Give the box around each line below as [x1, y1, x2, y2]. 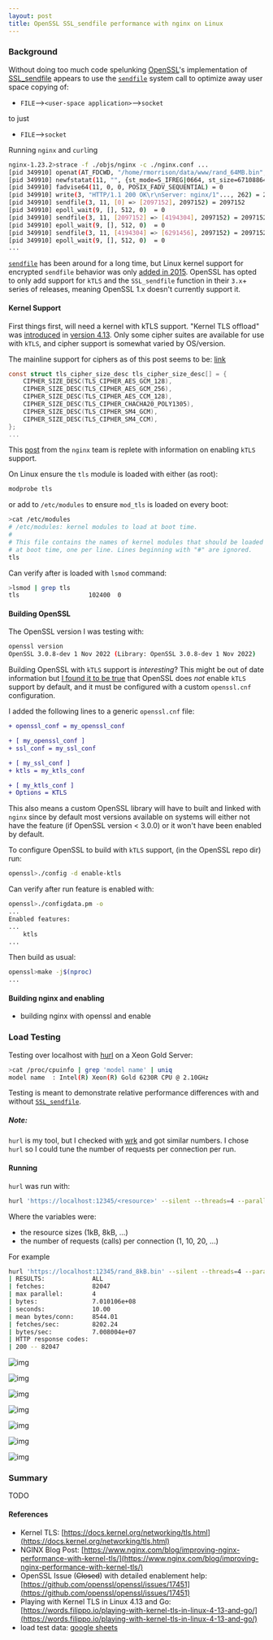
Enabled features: [8, 915, 71, 923]
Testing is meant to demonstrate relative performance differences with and [8, 1088, 259, 1098]
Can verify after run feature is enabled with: [8, 884, 154, 894]
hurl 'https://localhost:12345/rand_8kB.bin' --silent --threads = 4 [8, 1267, 242, 1276]
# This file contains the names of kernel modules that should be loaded [8, 538, 264, 546]
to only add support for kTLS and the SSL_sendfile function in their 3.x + [8, 276, 248, 285]
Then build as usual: [8, 952, 76, 962]
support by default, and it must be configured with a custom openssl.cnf [8, 682, 252, 692]
